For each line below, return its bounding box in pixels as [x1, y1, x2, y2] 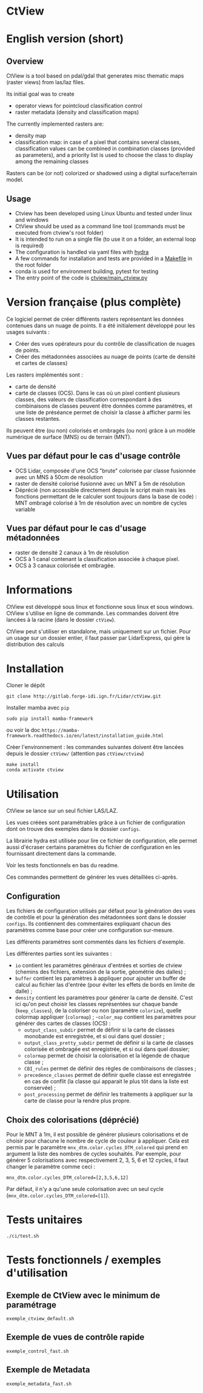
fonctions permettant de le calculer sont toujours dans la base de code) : [15, 492, 197, 500]
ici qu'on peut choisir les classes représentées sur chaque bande [15, 1001, 178, 1008]
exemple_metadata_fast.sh [6, 1381, 72, 1387]
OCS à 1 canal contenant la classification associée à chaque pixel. [15, 555, 180, 562]
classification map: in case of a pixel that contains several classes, [15, 138, 181, 146]
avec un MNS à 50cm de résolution [15, 473, 103, 480]
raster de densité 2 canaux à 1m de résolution [15, 549, 129, 556]
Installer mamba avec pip [6, 704, 70, 711]
